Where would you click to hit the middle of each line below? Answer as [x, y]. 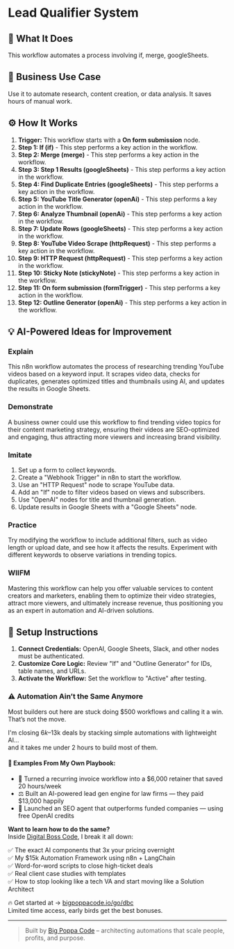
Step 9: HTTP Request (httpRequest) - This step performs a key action [120, 258]
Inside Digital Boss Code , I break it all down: [71, 836]
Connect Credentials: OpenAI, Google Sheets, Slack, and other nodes [118, 649]
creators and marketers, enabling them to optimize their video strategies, [112, 596]
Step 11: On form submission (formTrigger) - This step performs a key [119, 287]
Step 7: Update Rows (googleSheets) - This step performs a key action [120, 228]
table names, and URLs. [52, 671]
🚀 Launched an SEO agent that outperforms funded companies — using [120, 808]
